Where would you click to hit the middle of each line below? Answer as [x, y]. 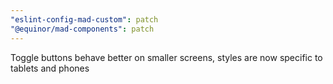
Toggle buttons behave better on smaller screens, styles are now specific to [166, 57]
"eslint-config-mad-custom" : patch [84, 19]
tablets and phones [50, 68]
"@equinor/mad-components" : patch [82, 29]
